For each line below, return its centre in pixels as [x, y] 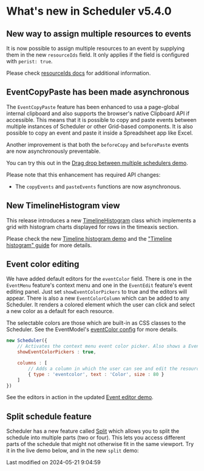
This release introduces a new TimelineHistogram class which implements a [101, 220]
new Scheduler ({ [27, 341]
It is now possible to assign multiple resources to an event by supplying [96, 48]
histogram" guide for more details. [49, 245]
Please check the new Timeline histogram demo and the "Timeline [89, 238]
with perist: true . [29, 61]
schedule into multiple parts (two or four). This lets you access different [96, 437]
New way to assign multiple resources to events [99, 34]
